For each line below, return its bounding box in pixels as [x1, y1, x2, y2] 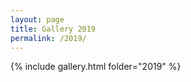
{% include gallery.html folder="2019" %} [10, 61, 182, 73]
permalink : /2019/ [10, 33, 87, 43]
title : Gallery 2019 [10, 24, 97, 34]
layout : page [10, 14, 65, 25]
